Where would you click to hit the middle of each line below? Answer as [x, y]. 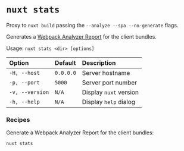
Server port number [110, 83]
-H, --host [24, 73]
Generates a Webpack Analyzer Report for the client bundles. [81, 36]
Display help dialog [109, 102]
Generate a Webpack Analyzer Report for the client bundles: [80, 133]
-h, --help [24, 102]
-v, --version [29, 92]
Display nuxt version [110, 92]
